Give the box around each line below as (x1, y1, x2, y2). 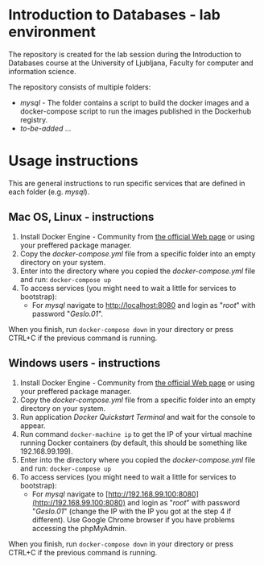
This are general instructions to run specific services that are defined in (8, 178, 245, 188)
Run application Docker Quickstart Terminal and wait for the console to (19, 412, 256, 422)
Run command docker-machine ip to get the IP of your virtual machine (19, 429, 253, 438)
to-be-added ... (19, 123, 72, 133)
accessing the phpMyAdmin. (31, 523, 127, 533)
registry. (19, 114, 48, 124)
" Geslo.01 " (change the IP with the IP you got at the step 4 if (31, 506, 232, 516)
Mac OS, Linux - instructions (8, 210, 155, 224)
